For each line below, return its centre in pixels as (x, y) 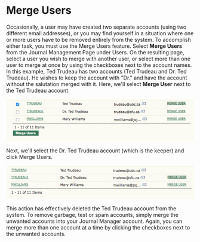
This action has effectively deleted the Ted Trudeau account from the (91, 209)
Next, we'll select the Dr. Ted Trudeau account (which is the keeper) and (95, 151)
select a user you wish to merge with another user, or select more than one (99, 59)
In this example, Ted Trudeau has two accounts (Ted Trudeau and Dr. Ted (96, 71)
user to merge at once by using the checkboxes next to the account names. (99, 65)
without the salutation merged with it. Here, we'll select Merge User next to (99, 84)
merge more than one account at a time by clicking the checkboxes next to (98, 228)
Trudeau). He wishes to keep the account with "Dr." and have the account (97, 78)
